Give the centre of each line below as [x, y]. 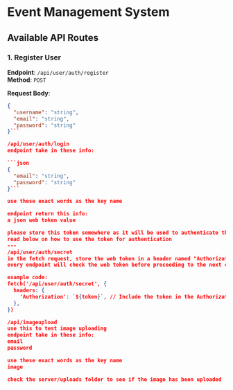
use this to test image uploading [57, 329]
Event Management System [88, 12]
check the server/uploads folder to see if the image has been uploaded [114, 379]
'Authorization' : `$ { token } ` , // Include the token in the [107, 296]
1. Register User [34, 57]
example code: [28, 278]
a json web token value [42, 220]
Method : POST [27, 80]
